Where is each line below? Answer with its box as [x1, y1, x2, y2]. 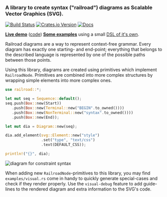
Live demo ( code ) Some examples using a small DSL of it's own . [5, 32, 139, 38]
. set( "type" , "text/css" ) [41, 137, 95, 143]
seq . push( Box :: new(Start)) [5, 101, 62, 106]
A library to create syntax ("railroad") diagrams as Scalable [5, 4, 153, 11]
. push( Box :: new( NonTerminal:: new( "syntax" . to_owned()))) [12, 110, 134, 115]
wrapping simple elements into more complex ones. [5, 77, 112, 84]
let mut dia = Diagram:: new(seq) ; [5, 124, 78, 129]
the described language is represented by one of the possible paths [5, 52, 145, 58]
